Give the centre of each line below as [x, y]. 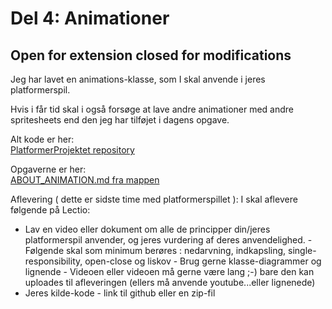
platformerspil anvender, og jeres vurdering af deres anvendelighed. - [168, 240]
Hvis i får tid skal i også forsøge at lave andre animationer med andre [152, 109]
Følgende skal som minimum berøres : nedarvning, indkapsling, [155, 250]
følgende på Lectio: [50, 210]
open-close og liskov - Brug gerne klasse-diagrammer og [203, 261]
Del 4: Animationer [90, 18]
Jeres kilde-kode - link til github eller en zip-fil [120, 293]
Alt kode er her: [42, 139]
